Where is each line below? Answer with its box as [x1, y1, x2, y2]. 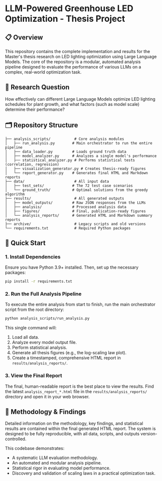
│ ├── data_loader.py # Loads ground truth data [5, 149, 127, 154]
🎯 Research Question [5, 83, 70, 91]
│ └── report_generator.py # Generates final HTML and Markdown [5, 171, 148, 175]
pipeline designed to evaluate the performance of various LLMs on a [5, 64, 141, 69]
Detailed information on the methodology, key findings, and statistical [5, 421, 144, 427]
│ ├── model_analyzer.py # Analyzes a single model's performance [5, 154, 157, 158]
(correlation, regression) [5, 162, 59, 167]
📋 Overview [5, 33, 44, 41]
